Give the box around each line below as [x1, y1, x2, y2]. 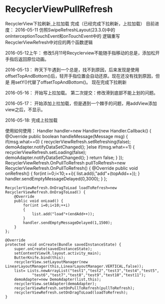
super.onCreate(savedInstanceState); [14, 246, 93, 251]
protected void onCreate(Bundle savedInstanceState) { [5, 242, 122, 247]
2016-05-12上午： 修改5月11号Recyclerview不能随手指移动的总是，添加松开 [5, 50, 160, 56]
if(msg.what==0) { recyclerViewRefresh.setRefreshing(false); [5, 139, 131, 145]
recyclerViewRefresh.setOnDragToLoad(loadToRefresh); [14, 290, 128, 295]
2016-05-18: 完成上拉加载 [5, 117, 58, 123]
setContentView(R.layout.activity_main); [14, 251, 101, 256]
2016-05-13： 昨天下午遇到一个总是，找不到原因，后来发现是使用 [5, 66, 140, 73]
